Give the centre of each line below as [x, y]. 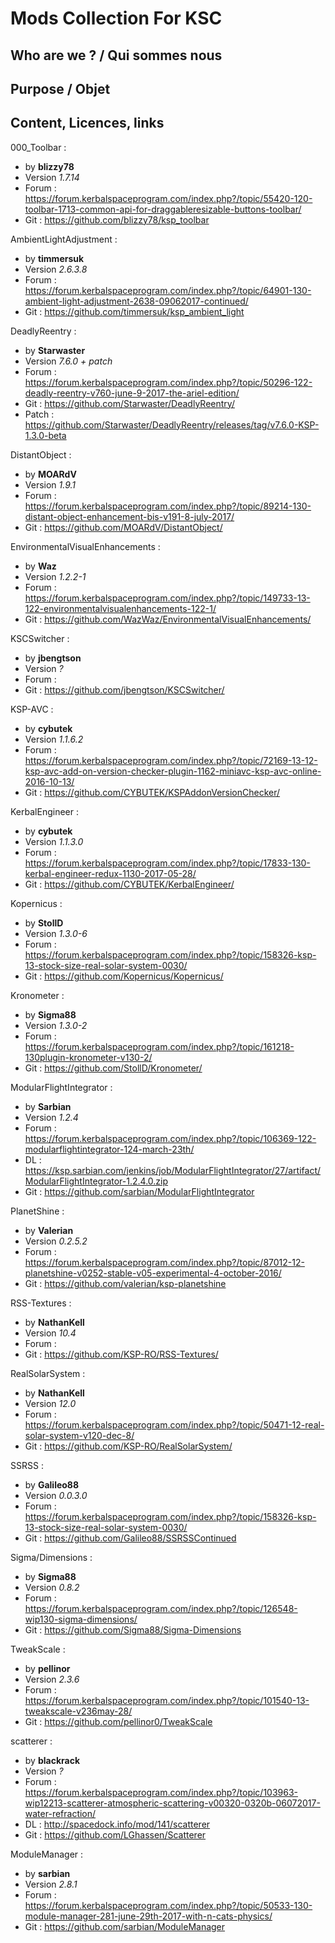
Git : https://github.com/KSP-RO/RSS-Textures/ [121, 1354]
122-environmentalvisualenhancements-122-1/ [120, 608]
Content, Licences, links [87, 123]
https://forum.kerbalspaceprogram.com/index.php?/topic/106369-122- [170, 1138]
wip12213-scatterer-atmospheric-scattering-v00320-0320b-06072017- [172, 1803]
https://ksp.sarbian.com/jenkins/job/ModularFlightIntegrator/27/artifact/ [173, 1170]
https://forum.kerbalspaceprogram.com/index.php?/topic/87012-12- [164, 1262]
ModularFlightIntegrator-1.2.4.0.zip [96, 1181]
